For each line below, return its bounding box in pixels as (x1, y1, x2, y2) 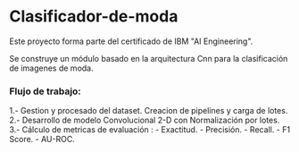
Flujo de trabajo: (9, 85, 82, 97)
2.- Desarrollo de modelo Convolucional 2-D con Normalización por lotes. (9, 114, 280, 126)
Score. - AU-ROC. (9, 134, 76, 145)
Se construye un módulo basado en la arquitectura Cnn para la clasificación (9, 53, 288, 63)
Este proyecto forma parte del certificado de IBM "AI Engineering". (9, 36, 253, 46)
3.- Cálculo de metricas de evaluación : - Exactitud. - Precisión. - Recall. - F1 (9, 124, 291, 135)
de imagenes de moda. (9, 63, 94, 73)
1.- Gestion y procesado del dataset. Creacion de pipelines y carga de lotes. (9, 106, 288, 116)
